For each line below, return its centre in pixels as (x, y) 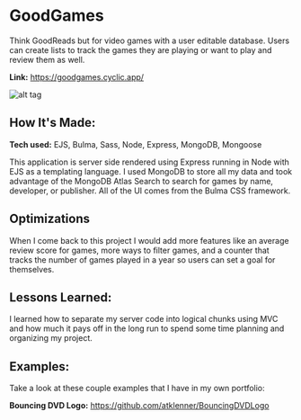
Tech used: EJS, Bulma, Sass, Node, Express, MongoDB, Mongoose (136, 144)
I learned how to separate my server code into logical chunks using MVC (144, 319)
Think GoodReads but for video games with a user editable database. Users (150, 40)
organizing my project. (51, 338)
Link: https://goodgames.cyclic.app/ (77, 76)
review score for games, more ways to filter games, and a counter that (139, 250)
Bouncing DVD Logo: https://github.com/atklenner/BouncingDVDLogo (139, 406)
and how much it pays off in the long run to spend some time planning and (147, 328)
